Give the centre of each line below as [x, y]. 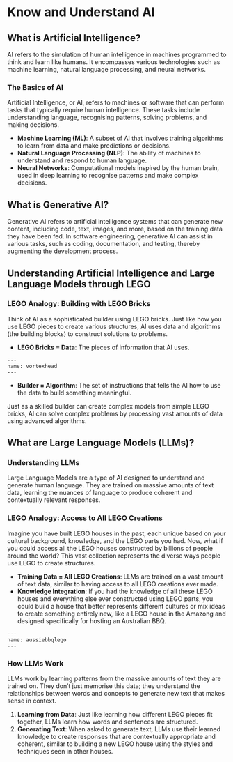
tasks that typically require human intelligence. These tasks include [104, 110]
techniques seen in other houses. [65, 752]
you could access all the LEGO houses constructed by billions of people [110, 548]
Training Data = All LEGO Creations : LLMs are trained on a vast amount [120, 577]
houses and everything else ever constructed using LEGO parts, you [115, 599]
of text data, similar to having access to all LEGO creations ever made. [118, 584]
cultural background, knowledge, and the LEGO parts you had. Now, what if [115, 540]
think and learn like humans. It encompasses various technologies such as [114, 62]
